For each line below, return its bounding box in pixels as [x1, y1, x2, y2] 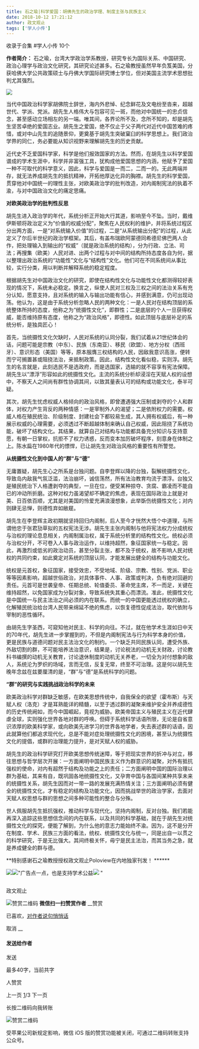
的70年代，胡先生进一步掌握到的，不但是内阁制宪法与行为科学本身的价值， [6, 631, 189, 638]
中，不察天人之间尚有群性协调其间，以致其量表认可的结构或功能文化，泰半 [6, 378, 188, 385]
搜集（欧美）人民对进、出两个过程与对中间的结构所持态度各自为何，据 [21, 249, 193, 256]
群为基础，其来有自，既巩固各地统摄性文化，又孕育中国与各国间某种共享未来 [6, 773, 193, 780]
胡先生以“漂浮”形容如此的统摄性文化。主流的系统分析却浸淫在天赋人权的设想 [6, 371, 192, 378]
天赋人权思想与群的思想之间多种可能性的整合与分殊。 [6, 794, 136, 802]
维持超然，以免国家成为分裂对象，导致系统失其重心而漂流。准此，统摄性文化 [6, 589, 193, 596]
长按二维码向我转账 [6, 1004, 53, 1011]
